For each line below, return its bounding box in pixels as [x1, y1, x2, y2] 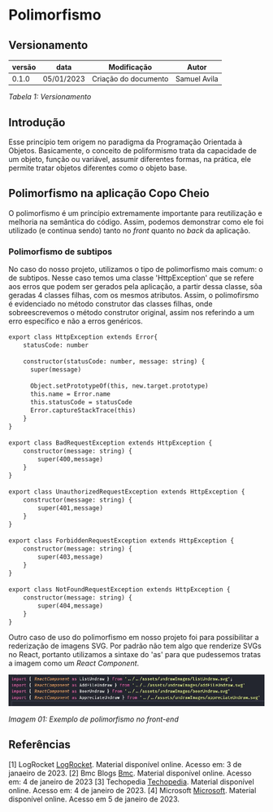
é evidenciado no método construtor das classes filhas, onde [8, 299, 213, 309]
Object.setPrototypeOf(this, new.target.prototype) [29, 382, 209, 390]
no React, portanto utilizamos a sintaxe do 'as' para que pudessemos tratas [8, 650, 262, 660]
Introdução [8, 116, 66, 129]
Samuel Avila [175, 73, 219, 83]
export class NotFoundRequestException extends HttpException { [8, 586, 231, 594]
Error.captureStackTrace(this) [29, 406, 136, 415]
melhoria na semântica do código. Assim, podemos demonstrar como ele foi [8, 217, 264, 226]
